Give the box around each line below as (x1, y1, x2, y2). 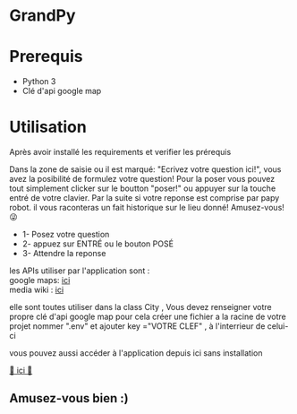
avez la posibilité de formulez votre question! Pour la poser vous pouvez (9, 174, 276, 185)
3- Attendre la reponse (21, 248, 106, 259)
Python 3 (21, 76, 56, 87)
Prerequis (9, 47, 83, 67)
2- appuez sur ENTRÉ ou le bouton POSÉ (21, 238, 174, 249)
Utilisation (9, 117, 87, 137)
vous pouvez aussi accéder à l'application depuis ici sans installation (9, 348, 263, 358)
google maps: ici (9, 275, 71, 286)
